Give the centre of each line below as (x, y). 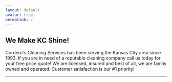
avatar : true (19, 15)
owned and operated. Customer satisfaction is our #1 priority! (70, 69)
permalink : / (19, 19)
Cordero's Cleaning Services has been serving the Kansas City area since (83, 53)
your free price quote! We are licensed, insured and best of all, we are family (86, 64)
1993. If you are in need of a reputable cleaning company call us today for (83, 58)
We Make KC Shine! (37, 40)
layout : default (23, 10)
